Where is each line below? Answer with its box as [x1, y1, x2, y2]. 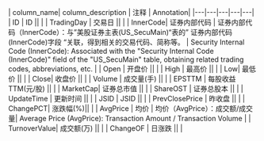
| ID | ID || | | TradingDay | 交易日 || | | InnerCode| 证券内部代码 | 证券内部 [8, 17, 246, 27]
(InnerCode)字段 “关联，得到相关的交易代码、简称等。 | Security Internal [8, 37, 245, 47]
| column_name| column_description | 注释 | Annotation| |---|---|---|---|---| [8, 8, 255, 17]
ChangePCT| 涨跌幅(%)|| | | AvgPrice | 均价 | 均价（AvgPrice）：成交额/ [8, 104, 239, 113]
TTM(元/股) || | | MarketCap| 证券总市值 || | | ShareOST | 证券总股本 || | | [8, 84, 244, 93]
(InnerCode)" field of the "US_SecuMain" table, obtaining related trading [8, 55, 244, 64]
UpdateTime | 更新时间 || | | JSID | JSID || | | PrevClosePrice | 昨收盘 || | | [8, 94, 246, 103]
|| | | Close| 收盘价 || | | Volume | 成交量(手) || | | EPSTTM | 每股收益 [17, 74, 236, 83]
